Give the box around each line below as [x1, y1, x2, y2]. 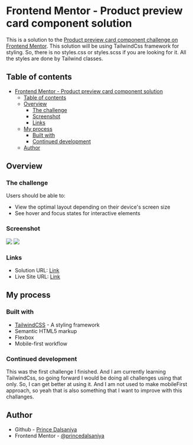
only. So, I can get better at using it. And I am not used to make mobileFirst [6, 381, 188, 388]
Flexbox [14, 334, 34, 341]
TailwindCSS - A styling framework [14, 321, 100, 328]
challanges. [6, 393, 34, 400]
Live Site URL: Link [14, 273, 61, 281]
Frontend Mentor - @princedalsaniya [14, 432, 104, 439]
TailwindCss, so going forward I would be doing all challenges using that [6, 374, 182, 381]
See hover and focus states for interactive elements [14, 210, 140, 217]
